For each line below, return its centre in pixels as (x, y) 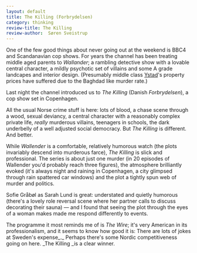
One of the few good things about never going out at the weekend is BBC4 (96, 50)
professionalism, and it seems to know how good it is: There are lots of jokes (98, 231)
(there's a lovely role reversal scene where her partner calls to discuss (91, 201)
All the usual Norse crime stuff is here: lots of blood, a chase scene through (97, 110)
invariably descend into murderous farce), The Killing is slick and (84, 152)
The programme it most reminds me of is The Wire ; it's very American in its (97, 225)
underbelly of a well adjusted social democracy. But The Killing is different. (96, 129)
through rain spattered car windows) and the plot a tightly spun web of (91, 177)
